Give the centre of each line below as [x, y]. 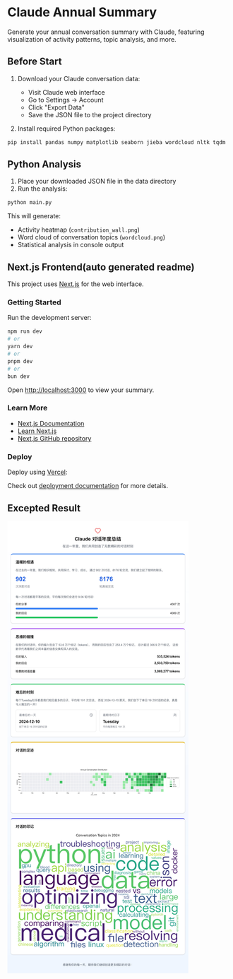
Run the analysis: [42, 189]
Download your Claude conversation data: [79, 78]
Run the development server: [49, 318]
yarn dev [20, 347]
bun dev [19, 376]
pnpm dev [20, 361]
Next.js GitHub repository [54, 438]
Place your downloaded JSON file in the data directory [97, 182]
